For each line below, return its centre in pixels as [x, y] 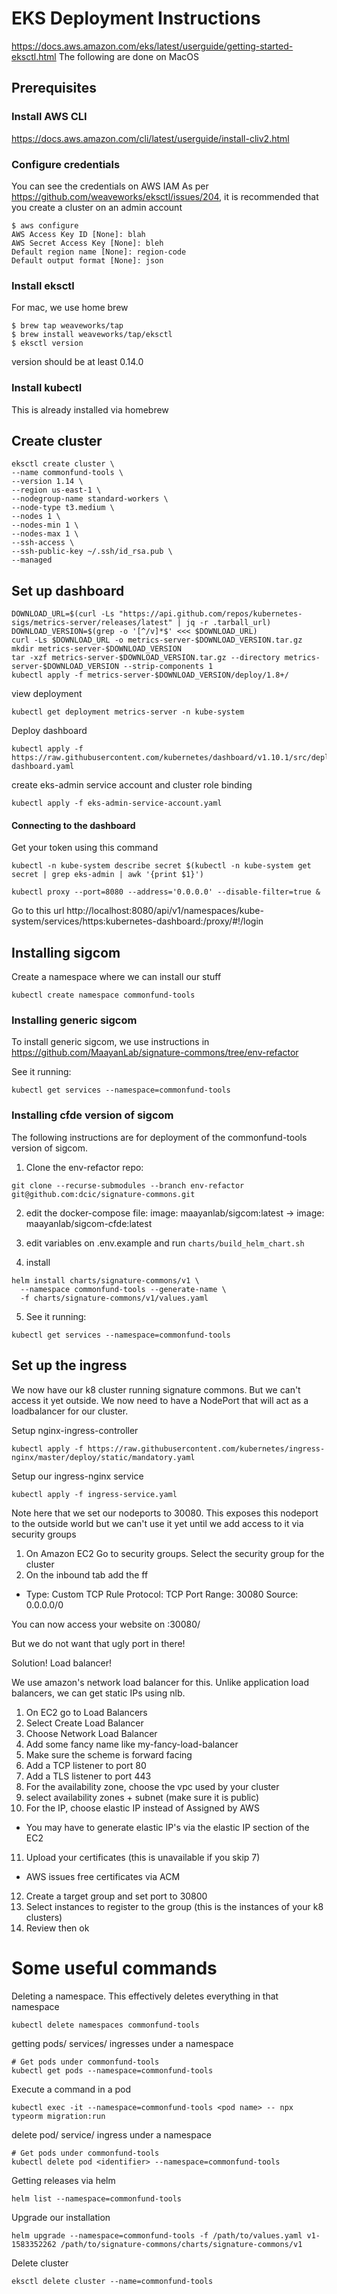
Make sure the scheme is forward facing [109, 1754]
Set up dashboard [68, 590]
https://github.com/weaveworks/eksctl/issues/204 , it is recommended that [165, 196]
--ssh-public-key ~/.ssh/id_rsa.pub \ [92, 552]
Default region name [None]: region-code [99, 252]
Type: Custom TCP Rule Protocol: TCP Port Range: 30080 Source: [162, 1594]
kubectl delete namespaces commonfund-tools [105, 2025]
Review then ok [57, 1928]
